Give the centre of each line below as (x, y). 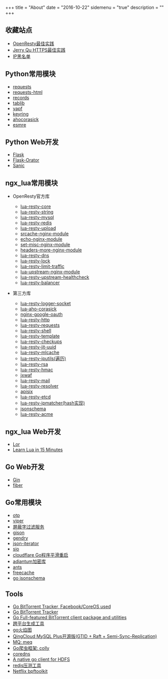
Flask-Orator (26, 160)
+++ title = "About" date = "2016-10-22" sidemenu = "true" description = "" (85, 7)
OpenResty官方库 (31, 196)
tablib (19, 103)
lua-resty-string (37, 212)
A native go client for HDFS (41, 659)
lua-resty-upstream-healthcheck (55, 277)
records (21, 97)
